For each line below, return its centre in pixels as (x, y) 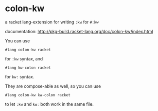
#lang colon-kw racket (28, 50)
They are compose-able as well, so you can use (53, 86)
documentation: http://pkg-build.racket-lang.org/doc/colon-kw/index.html (79, 31)
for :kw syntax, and (24, 58)
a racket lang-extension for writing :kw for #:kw (52, 22)
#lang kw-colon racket (28, 68)
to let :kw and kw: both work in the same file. (49, 104)
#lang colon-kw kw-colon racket (38, 95)
